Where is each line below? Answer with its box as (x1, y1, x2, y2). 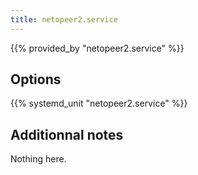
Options (10, 71, 62, 88)
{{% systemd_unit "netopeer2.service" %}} (10, 97, 188, 110)
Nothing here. (10, 153, 67, 165)
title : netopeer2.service (10, 14, 118, 25)
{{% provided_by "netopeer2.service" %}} (10, 42, 185, 54)
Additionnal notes (10, 126, 124, 143)
